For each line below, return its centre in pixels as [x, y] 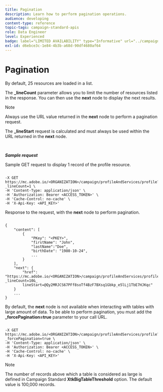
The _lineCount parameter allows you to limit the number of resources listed [81, 92]
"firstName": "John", [53, 242]
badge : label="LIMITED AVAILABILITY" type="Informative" [64, 41]
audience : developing [27, 18]
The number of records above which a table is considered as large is [73, 374]
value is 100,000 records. [30, 384]
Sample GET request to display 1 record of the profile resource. [68, 164]
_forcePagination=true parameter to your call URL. [56, 317]
